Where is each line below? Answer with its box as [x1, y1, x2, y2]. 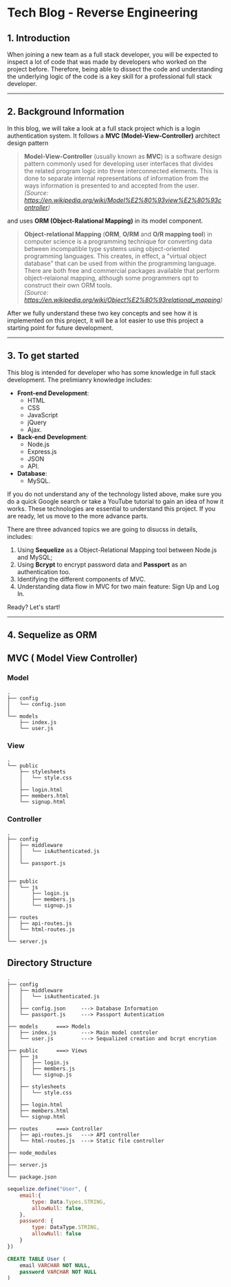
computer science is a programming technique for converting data [23, 237, 212, 245]
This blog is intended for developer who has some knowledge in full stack [7, 368, 217, 376]
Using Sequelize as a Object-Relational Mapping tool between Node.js [16, 545, 217, 554]
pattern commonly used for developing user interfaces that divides [23, 159, 214, 168]
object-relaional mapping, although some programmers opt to [23, 274, 199, 282]
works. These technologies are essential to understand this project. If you [7, 504, 216, 513]
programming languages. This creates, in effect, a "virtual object [23, 252, 207, 260]
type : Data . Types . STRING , [32, 1198, 107, 1205]
